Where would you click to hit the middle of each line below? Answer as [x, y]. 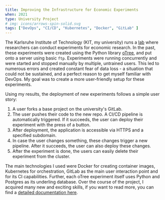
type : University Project [32, 19]
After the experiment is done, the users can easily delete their [75, 151]
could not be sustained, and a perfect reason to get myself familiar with [78, 74]
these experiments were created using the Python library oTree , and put [79, 53]
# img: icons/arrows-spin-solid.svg [43, 24]
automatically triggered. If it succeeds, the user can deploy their [78, 120]
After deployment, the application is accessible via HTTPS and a [78, 130]
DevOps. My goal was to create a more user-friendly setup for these [75, 79]
